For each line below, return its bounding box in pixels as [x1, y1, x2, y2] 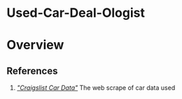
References [6, 65, 58, 77]
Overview [6, 37, 64, 53]
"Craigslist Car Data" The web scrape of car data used [16, 84, 176, 92]
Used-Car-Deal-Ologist [6, 5, 145, 21]
